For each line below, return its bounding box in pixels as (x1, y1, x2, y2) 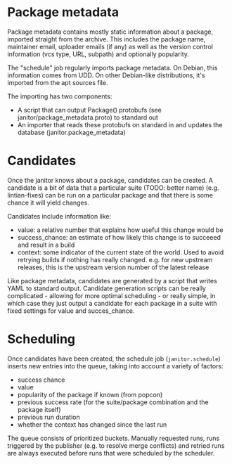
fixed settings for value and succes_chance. (7, 307, 135, 315)
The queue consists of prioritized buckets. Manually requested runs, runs (7, 434, 220, 442)
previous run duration (17, 413, 80, 421)
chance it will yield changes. (7, 198, 89, 207)
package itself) (17, 405, 61, 413)
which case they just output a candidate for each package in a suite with (7, 299, 217, 307)
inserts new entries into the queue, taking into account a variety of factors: (7, 361, 224, 370)
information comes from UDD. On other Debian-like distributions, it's (7, 71, 205, 79)
